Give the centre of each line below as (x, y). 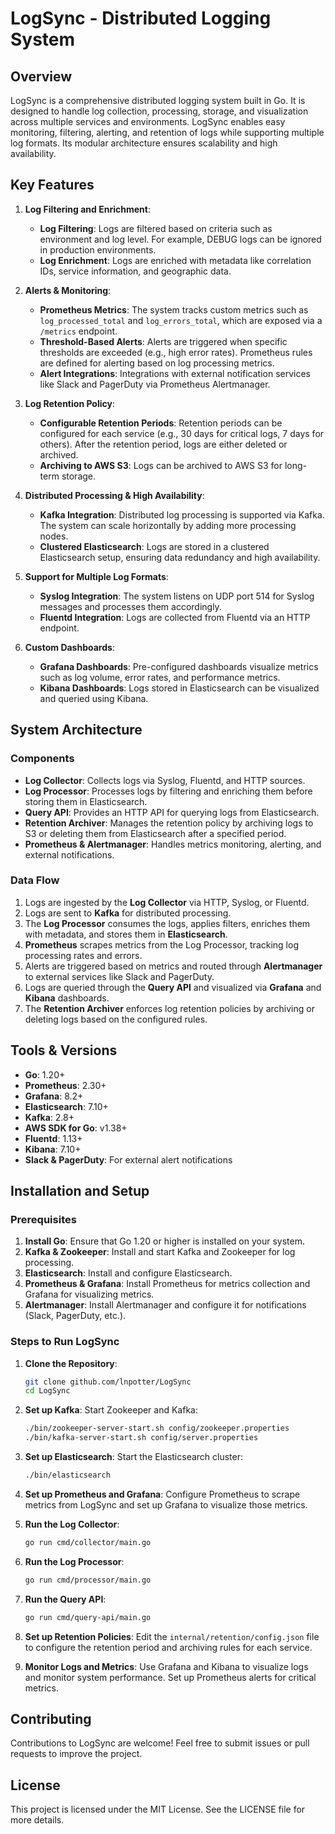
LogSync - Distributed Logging (141, 18)
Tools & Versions (64, 1050)
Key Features (52, 185)
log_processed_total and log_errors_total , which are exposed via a (181, 320)
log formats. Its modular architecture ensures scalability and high (144, 143)
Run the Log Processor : (74, 1561)
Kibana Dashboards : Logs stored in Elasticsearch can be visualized (179, 688)
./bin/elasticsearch (67, 1475)
